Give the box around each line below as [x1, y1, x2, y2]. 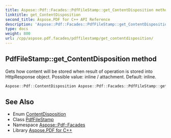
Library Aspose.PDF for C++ [12, 127, 73, 133]
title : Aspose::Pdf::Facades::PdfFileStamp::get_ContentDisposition [5, 7, 154, 13]
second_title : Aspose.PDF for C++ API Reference [5, 17, 110, 22]
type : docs [5, 26, 28, 32]
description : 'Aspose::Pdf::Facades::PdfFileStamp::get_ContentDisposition [5, 21, 169, 27]
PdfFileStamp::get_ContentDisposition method [5, 54, 157, 64]
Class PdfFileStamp [12, 117, 54, 123]
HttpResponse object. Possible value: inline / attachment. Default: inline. [5, 73, 157, 79]
